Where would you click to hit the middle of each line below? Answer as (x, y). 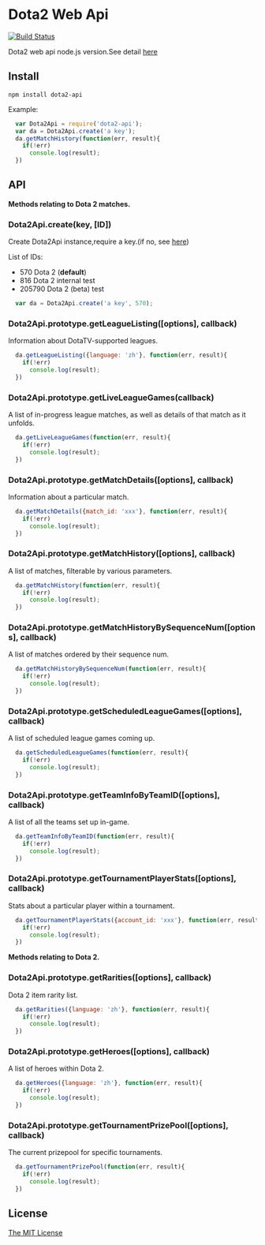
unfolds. (22, 423)
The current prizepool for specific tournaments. (86, 1153)
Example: (23, 109)
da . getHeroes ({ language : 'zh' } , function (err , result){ (109, 1083)
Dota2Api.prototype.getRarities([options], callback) (110, 978)
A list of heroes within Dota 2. (56, 1069)
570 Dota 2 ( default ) (53, 272)
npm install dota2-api (45, 95)
